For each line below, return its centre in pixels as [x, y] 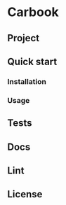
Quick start [32, 61]
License [25, 194]
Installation [27, 81]
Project [24, 38]
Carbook [33, 12]
